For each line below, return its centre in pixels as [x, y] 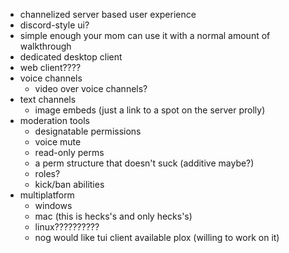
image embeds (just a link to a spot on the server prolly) [150, 110]
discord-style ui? [54, 25]
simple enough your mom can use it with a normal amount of [145, 35]
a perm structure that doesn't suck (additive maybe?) [144, 163]
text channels [48, 99]
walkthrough [45, 46]
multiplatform [47, 195]
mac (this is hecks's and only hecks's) [113, 216]
